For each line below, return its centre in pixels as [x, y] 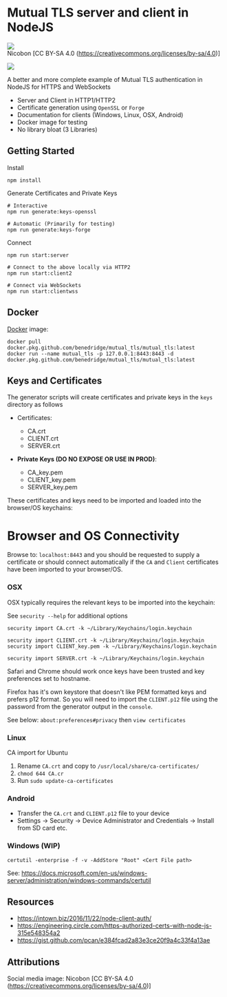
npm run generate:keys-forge [49, 230]
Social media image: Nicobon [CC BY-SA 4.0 [71, 978]
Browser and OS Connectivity [94, 536]
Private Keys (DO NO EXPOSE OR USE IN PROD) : [87, 459]
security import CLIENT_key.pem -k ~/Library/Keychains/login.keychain [112, 646]
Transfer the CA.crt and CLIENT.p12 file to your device [93, 813]
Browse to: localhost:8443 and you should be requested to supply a [104, 555]
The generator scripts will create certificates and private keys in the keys [110, 397]
